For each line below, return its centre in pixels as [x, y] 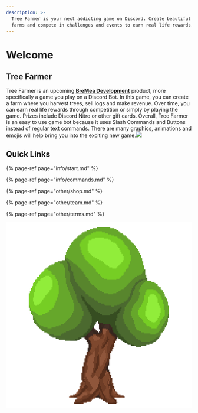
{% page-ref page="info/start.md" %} [52, 168]
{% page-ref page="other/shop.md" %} [55, 191]
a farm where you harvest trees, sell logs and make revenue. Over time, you [98, 103]
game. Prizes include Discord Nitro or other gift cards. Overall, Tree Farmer [97, 116]
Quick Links [28, 154]
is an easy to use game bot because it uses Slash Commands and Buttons [96, 122]
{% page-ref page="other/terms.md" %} [55, 214]
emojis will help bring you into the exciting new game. [71, 135]
